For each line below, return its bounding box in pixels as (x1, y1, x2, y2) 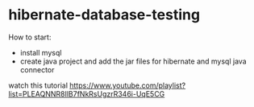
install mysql (19, 47, 62, 57)
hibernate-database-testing (8, 6, 200, 24)
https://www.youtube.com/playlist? (69, 80, 186, 90)
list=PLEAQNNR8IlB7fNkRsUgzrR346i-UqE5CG (8, 88, 165, 98)
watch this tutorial (8, 80, 69, 90)
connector (19, 64, 55, 74)
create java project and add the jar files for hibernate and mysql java (19, 56, 248, 66)
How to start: (8, 32, 52, 42)
